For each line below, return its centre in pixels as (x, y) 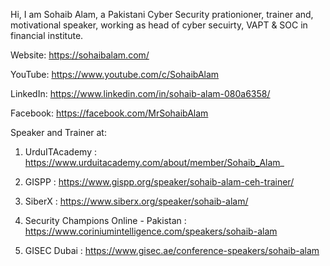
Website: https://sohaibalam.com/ (80, 55)
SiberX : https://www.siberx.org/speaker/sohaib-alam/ (136, 201)
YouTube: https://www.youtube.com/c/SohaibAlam (115, 74)
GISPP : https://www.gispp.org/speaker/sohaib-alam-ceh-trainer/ (159, 182)
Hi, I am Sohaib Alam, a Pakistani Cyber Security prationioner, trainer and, (162, 14)
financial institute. (47, 35)
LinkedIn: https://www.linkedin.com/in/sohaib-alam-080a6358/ (140, 93)
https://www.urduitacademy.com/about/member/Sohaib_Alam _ (154, 162)
